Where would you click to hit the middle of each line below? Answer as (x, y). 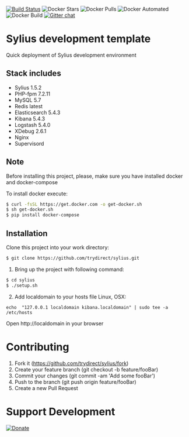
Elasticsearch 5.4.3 (37, 112)
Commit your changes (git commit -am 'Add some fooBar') (85, 376)
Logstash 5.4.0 (32, 125)
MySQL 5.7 (28, 100)
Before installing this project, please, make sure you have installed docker (94, 176)
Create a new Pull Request (46, 388)
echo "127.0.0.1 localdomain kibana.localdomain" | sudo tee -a (87, 307)
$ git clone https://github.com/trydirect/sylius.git (73, 258)
